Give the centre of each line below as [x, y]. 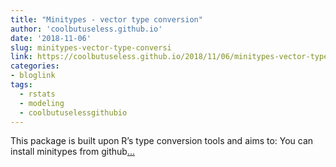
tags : [21, 85]
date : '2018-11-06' [51, 38]
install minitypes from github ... [72, 152]
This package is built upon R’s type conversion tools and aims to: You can [162, 141]
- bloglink [33, 76]
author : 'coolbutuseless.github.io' [86, 29]
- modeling [42, 103]
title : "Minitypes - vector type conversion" [106, 19]
